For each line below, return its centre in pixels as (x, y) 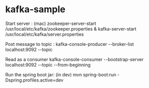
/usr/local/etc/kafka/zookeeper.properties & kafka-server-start (71, 28)
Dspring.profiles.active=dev (34, 80)
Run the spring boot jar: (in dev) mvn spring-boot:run (61, 74)
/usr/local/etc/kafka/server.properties (44, 34)
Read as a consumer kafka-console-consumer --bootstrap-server (74, 59)
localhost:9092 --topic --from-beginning (48, 65)
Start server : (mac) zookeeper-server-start (51, 23)
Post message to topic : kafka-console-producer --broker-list (70, 44)
